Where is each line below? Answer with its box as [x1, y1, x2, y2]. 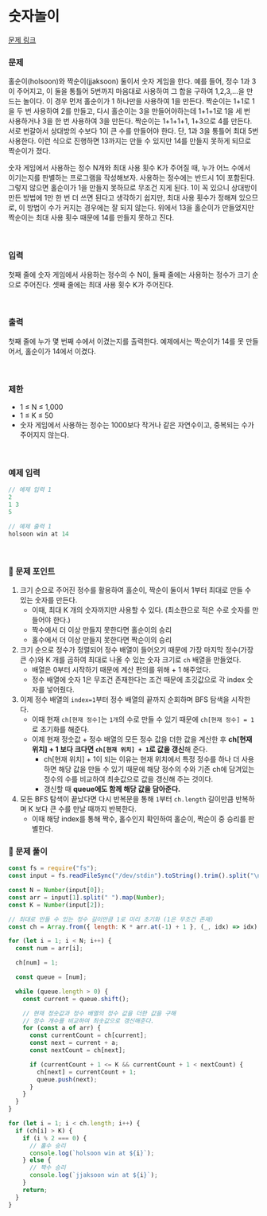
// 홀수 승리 [29, 1141, 66, 1150]
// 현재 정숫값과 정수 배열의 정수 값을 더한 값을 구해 [22, 1009, 176, 1017]
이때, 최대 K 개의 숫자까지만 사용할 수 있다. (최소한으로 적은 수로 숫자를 [31, 605, 251, 614]
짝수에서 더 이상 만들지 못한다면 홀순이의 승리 [31, 625, 172, 634]
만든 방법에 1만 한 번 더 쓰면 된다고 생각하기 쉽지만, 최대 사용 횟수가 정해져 [8, 193, 238, 203]
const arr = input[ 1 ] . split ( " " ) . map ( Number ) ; [8, 893, 165, 902]
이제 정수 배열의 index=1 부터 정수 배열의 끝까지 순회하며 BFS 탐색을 [19, 694, 230, 704]
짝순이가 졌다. [8, 146, 52, 156]
